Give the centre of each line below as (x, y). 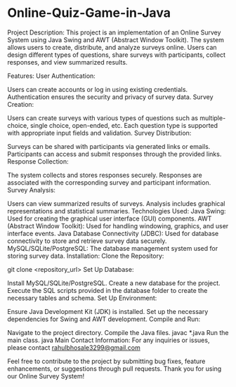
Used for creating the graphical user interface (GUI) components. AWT (110, 218)
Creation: (21, 104)
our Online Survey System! (46, 376)
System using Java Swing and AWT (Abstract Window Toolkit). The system (116, 39)
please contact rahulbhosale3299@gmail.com (74, 347)
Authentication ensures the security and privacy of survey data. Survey (110, 97)
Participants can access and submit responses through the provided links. (114, 154)
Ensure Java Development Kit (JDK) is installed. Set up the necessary (108, 311)
